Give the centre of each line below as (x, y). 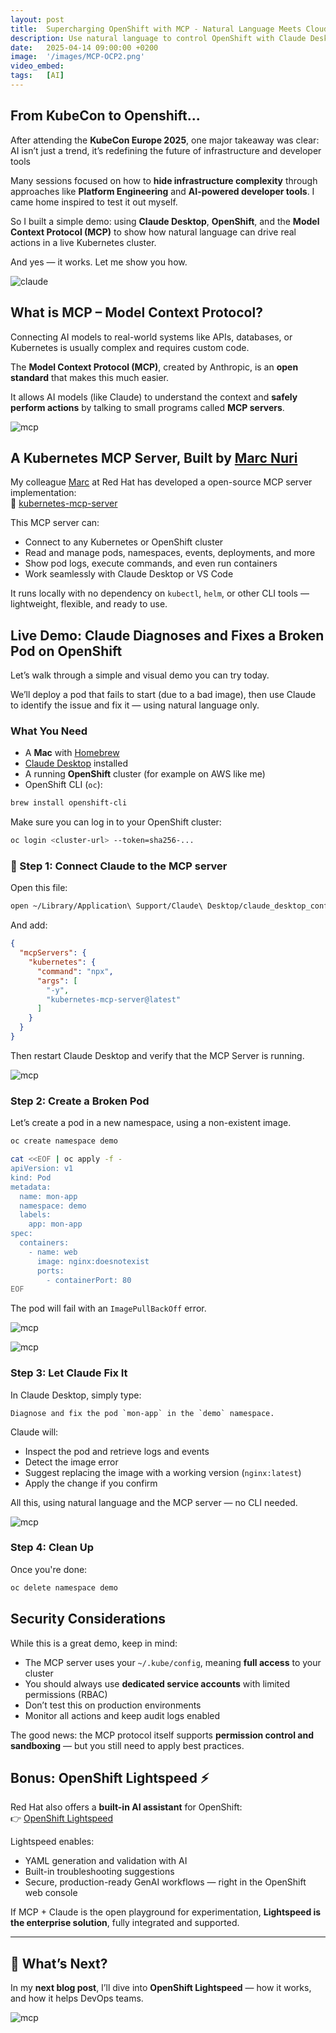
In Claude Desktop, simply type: (76, 1395)
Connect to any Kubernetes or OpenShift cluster (124, 542)
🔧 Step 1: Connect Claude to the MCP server (119, 866)
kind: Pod (31, 1177)
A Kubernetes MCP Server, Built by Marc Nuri (154, 457)
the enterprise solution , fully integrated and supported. (125, 1923)
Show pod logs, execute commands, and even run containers (151, 563)
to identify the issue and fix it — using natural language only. (135, 705)
